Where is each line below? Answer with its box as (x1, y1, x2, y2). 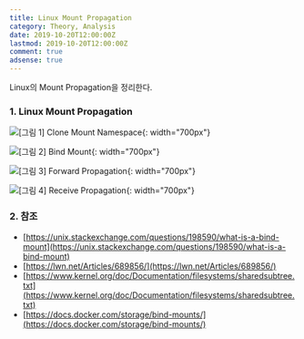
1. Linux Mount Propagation (9, 105, 134, 118)
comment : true (9, 47, 64, 56)
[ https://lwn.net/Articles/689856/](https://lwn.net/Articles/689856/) (22, 261, 277, 272)
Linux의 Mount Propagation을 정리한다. (9, 82, 153, 92)
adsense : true (9, 56, 64, 65)
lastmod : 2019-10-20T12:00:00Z (9, 38, 128, 48)
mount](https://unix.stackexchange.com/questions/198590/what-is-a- (22, 241, 287, 252)
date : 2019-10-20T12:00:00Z (9, 30, 117, 39)
